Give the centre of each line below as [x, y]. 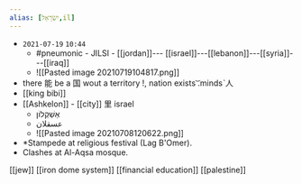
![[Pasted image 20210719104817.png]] [108, 72]
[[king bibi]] [44, 93]
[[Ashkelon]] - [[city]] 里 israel [78, 104]
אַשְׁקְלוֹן [48, 114]
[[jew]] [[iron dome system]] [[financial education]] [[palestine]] [128, 170]
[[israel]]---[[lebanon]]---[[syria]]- [229, 53]
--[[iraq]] [52, 62]
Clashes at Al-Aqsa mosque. [75, 152]
